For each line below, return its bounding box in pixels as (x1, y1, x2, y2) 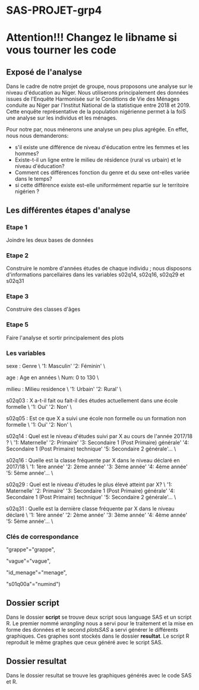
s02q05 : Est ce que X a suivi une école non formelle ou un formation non (6, 415, 187, 422)
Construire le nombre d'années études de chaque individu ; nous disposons (6, 265, 192, 272)
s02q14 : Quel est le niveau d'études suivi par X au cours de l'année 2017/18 (6, 433, 193, 440)
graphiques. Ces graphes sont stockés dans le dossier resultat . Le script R (6, 632, 189, 639)
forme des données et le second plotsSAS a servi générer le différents (6, 626, 178, 634)
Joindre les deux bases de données (6, 236, 94, 244)
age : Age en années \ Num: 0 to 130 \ (6, 374, 99, 381)
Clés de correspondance (6, 533, 79, 541)
